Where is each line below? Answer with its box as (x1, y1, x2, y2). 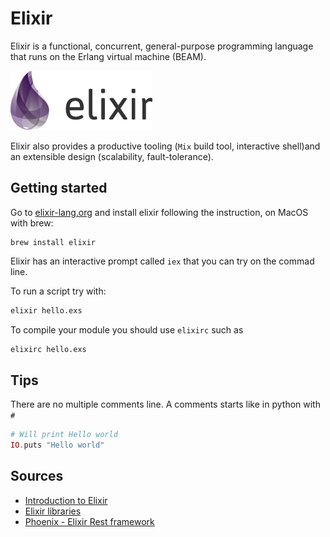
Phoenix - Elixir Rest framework (24, 515, 155, 527)
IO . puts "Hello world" (10, 440, 105, 451)
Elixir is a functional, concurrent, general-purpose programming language (10, 40, 314, 52)
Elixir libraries (24, 505, 82, 517)
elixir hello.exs (10, 305, 83, 316)
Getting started (10, 180, 108, 197)
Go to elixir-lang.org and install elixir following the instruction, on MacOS (10, 206, 309, 218)
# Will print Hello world (10, 430, 118, 440)
